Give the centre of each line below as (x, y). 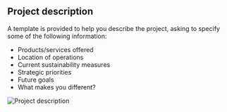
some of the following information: (57, 36)
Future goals (36, 80)
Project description (50, 12)
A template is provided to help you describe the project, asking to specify (114, 28)
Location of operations (50, 57)
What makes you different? (57, 87)
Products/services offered (55, 49)
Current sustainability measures (64, 64)
